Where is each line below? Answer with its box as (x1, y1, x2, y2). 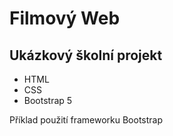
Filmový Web (9, 7, 121, 30)
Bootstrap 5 (23, 95, 73, 106)
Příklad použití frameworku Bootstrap (9, 114, 163, 126)
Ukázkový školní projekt (9, 47, 163, 64)
